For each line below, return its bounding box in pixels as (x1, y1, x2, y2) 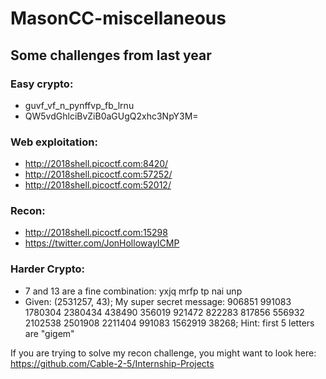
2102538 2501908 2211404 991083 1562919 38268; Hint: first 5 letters (24, 317, 315, 329)
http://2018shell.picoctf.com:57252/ (24, 168, 173, 181)
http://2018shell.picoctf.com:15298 (24, 227, 168, 239)
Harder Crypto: (10, 262, 86, 276)
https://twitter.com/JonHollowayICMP (24, 237, 180, 249)
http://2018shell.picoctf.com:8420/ (24, 158, 169, 170)
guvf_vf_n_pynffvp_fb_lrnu (24, 99, 135, 111)
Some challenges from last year (10, 47, 212, 64)
